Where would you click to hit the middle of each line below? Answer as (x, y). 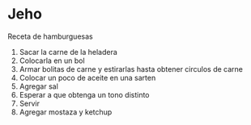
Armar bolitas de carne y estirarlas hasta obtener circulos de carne (131, 69)
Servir (29, 103)
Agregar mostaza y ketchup (66, 112)
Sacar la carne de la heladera (68, 52)
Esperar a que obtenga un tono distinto (85, 94)
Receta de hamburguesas (51, 36)
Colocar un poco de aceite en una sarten (87, 77)
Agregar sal (38, 86)
